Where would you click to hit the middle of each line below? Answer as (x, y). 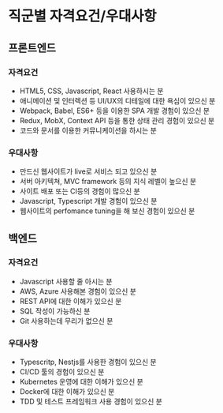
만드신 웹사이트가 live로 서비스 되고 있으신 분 (88, 171)
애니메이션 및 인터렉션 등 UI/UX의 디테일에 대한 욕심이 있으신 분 (117, 100)
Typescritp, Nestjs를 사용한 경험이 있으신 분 (88, 362)
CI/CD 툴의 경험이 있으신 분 (62, 372)
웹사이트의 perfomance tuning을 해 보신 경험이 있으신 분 (107, 211)
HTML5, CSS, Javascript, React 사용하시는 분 (91, 91)
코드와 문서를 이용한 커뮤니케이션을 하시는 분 (88, 130)
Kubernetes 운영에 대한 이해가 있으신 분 (81, 382)
